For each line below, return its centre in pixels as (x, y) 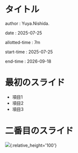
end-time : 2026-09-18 (28, 61)
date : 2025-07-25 (24, 33)
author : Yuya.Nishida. (27, 23)
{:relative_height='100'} (33, 145)
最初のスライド (35, 83)
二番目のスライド (39, 131)
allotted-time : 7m (23, 42)
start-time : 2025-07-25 (29, 52)
